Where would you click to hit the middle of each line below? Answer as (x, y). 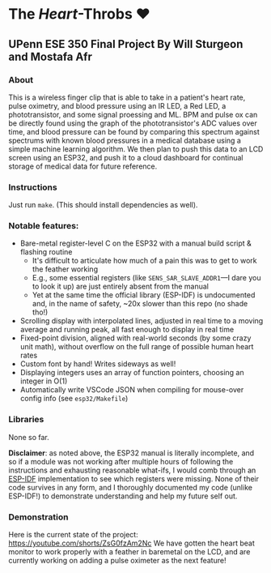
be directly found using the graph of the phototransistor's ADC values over (133, 123)
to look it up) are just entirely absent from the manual (120, 286)
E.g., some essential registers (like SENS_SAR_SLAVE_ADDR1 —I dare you (146, 278)
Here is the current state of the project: (74, 535)
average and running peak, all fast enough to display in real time (127, 330)
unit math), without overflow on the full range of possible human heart (137, 347)
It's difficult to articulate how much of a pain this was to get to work (144, 261)
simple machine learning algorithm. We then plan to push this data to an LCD (136, 149)
